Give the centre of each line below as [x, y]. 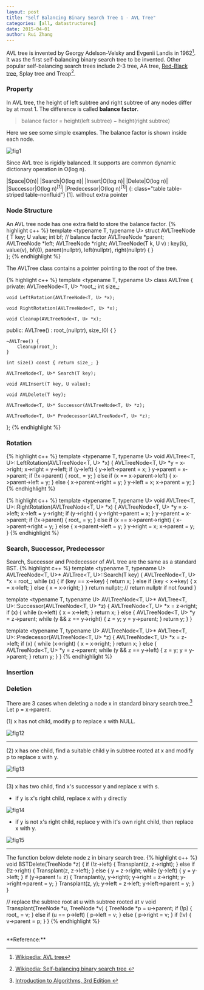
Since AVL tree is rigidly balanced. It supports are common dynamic [91, 163]
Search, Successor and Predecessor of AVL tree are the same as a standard [101, 562]
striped [15, 195]
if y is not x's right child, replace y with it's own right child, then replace [104, 822]
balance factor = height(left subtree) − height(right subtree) [96, 121]
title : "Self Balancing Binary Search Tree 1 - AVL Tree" [81, 18]
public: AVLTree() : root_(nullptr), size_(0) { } [61, 330]
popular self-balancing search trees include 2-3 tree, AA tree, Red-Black [97, 66]
